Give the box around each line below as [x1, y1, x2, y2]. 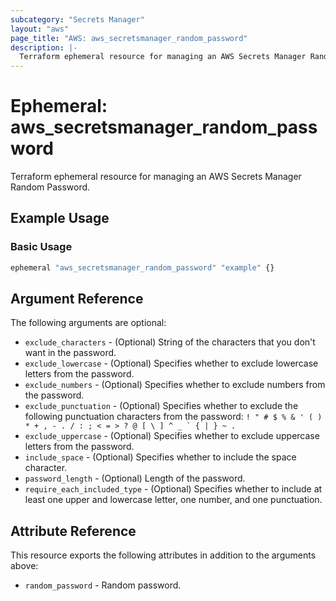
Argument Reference [10, 291, 144, 308]
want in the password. [24, 347, 117, 359]
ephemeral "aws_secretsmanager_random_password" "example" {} [10, 262, 275, 273]
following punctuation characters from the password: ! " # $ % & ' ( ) [24, 411, 323, 423]
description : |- [10, 42, 78, 53]
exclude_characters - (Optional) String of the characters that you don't [24, 336, 316, 348]
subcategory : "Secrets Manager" [10, 14, 145, 25]
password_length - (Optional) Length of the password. [24, 472, 246, 485]
